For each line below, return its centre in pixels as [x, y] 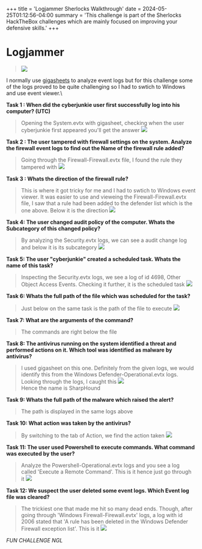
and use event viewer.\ [34, 93]
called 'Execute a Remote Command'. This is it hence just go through [106, 471]
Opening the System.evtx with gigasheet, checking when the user [103, 122]
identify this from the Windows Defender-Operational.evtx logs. [99, 374]
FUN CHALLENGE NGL [35, 540]
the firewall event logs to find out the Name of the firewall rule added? [95, 148]
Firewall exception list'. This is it [60, 528]
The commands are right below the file [69, 332]
